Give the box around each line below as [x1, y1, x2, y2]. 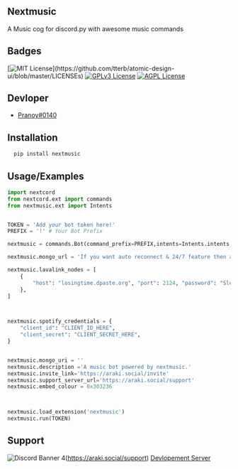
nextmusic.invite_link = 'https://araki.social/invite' [7, 370, 170, 377]
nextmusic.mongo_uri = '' [7, 357, 84, 364]
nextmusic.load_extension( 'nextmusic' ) [7, 409, 125, 416]
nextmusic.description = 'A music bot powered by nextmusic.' [7, 363, 192, 370]
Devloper [7, 92, 49, 104]
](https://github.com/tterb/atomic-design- [52, 64, 175, 72]
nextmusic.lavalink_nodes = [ [7, 266, 97, 274]
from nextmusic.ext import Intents [7, 202, 113, 209]
